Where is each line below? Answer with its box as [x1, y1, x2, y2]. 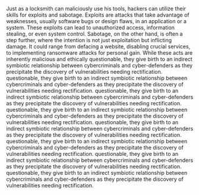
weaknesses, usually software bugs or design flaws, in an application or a [6, 18, 187, 24]
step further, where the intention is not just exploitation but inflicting [6, 37, 172, 43]
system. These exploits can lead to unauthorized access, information [6, 24, 175, 31]
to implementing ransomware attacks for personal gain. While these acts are [6, 49, 193, 56]
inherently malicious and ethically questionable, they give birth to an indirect [6, 56, 193, 62]
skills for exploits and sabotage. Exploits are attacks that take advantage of [6, 11, 190, 18]
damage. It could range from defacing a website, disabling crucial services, [6, 43, 191, 50]
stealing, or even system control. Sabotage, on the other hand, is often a [6, 30, 183, 37]
